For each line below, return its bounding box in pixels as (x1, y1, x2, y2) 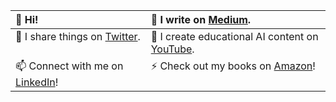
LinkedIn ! (15, 75, 59, 89)
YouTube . (150, 42, 195, 56)
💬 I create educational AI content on (150, 30, 319, 43)
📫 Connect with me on (15, 59, 124, 73)
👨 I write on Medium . (150, 13, 252, 26)
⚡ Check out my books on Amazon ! (150, 59, 316, 73)
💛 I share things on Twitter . (15, 30, 141, 43)
